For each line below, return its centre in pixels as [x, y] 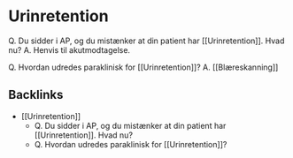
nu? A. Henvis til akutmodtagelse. [69, 49]
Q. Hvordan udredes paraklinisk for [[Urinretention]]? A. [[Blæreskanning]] [143, 67]
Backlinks [36, 95]
